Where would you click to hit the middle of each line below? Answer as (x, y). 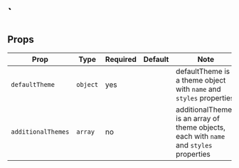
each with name (200, 136)
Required (121, 59)
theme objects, (201, 127)
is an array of (198, 119)
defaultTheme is (202, 71)
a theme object (201, 80)
